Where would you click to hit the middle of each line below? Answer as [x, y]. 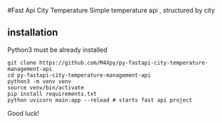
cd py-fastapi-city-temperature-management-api [79, 75]
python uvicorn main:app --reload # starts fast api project [100, 100]
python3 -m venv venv [39, 81]
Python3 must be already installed [58, 50]
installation [33, 32]
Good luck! [23, 113]
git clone [22, 63]
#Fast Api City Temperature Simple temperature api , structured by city [111, 10]
